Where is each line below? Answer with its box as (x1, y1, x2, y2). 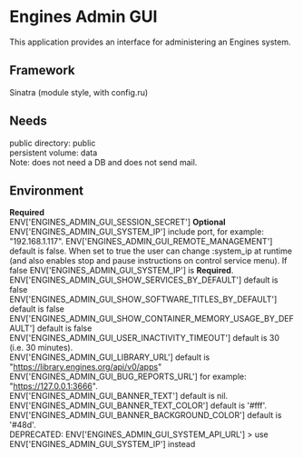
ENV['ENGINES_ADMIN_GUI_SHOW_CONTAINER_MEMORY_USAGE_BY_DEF (9, 314, 295, 324)
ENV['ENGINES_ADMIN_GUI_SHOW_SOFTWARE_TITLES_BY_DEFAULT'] (9, 294, 278, 305)
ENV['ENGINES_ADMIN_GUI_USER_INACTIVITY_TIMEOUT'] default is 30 (9, 333, 279, 343)
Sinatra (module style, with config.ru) (9, 86, 149, 97)
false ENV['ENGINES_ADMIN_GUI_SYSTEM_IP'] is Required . (9, 265, 234, 276)
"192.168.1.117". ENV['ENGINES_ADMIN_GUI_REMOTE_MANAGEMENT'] (9, 236, 273, 247)
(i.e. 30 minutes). (9, 343, 73, 353)
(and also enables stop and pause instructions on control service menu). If (9, 255, 288, 266)
